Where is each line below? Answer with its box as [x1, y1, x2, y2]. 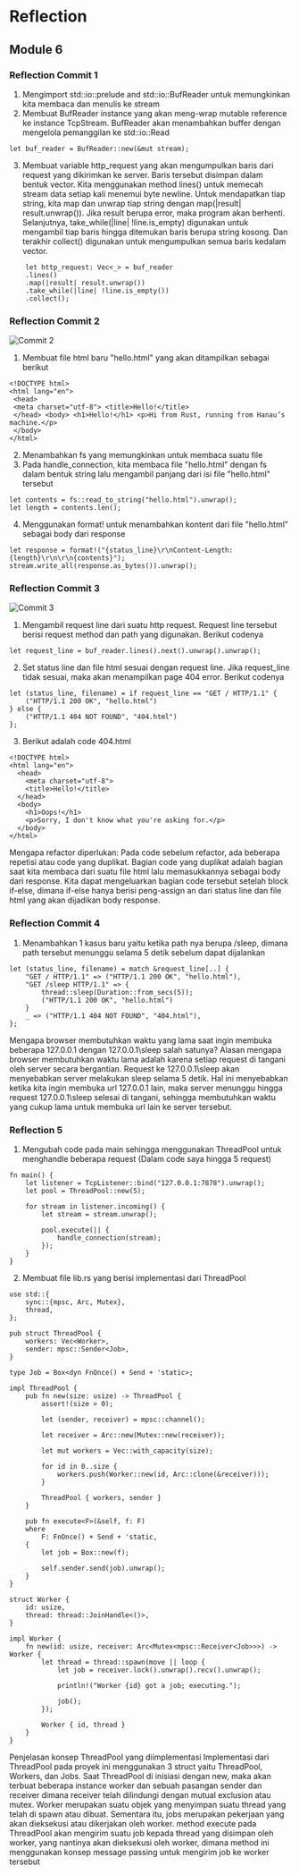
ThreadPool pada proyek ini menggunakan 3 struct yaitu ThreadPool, [9, 1761, 263, 1772]
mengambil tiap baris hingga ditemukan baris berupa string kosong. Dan [21, 226, 288, 237]
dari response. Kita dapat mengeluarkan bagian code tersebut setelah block [9, 876, 288, 886]
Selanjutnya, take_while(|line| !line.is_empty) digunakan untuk [21, 216, 249, 227]
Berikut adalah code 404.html [21, 736, 132, 747]
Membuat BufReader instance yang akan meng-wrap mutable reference [21, 107, 287, 118]
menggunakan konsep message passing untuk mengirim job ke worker [9, 1847, 270, 1858]
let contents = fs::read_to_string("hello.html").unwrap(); [9, 496, 238, 505]
